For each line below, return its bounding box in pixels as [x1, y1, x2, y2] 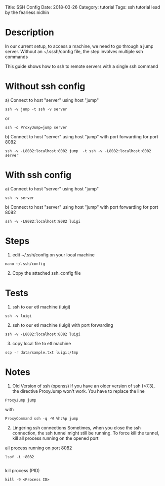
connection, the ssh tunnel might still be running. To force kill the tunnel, [12, 430, 160, 436]
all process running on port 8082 [5, 445, 73, 451]
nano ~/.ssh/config [5, 261, 45, 266]
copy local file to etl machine [12, 340, 71, 346]
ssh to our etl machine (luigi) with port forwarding [12, 322, 114, 328]
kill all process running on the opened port [12, 435, 99, 441]
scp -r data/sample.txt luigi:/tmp [5, 350, 79, 355]
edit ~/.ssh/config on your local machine [12, 251, 95, 257]
